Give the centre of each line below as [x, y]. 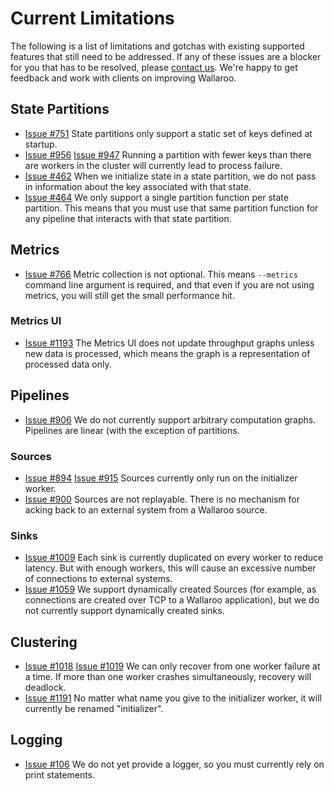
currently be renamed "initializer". [94, 709]
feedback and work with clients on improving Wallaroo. [123, 78]
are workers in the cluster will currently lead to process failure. [153, 165]
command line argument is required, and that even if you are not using [169, 284]
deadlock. [45, 688]
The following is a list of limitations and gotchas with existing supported [157, 46]
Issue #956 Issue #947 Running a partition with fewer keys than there [168, 154]
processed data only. [68, 364]
